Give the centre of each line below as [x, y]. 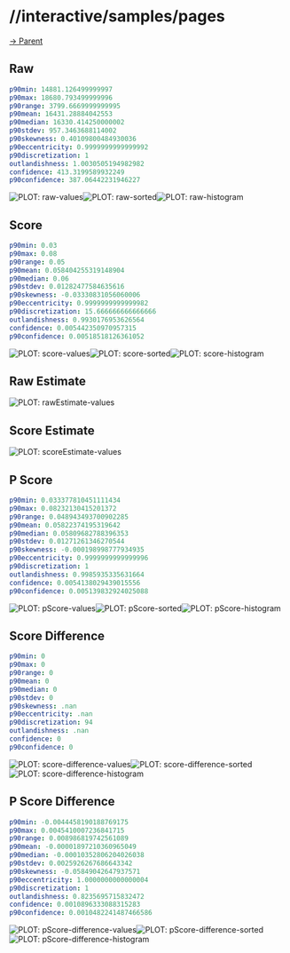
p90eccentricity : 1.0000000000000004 [79, 880]
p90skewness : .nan [43, 706]
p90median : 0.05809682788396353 [69, 533]
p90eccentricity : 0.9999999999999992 [79, 147]
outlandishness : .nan [49, 731]
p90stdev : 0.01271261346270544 [67, 542]
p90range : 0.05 [37, 262]
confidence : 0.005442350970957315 [73, 328]
